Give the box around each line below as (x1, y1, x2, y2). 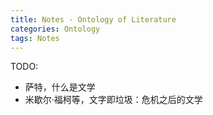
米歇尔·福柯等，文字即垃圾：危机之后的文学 (24, 94, 203, 106)
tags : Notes (10, 33, 60, 43)
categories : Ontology (10, 24, 101, 34)
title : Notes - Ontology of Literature (10, 14, 177, 25)
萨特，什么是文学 (24, 81, 96, 93)
